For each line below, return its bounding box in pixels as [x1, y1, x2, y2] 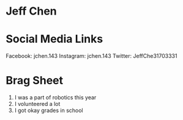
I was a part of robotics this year [14, 94, 97, 101]
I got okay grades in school [14, 107, 83, 114]
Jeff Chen [6, 4, 58, 18]
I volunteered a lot [14, 101, 61, 108]
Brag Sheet [6, 74, 64, 88]
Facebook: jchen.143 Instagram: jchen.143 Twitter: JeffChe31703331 [6, 52, 177, 60]
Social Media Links [6, 32, 103, 46]
